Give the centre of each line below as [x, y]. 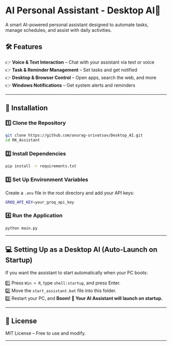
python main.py [21, 228]
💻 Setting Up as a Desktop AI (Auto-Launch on [81, 250]
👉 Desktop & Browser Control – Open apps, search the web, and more [81, 77]
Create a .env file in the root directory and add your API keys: [70, 193]
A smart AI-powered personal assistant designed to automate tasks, [77, 25]
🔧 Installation [27, 108]
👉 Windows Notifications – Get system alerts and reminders [70, 85]
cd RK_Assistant [23, 140]
